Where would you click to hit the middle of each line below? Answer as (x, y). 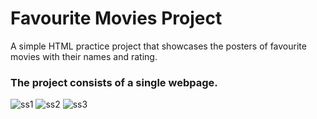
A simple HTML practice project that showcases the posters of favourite (158, 46)
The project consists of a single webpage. (114, 82)
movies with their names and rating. (84, 56)
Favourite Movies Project (116, 18)
